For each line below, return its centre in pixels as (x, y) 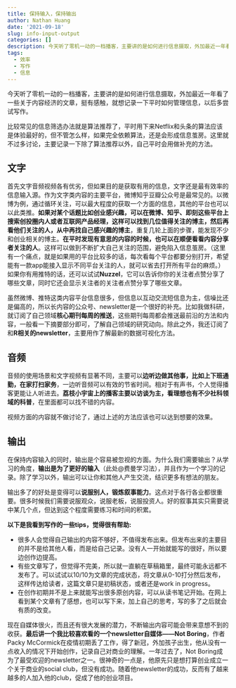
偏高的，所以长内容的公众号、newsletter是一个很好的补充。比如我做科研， (121, 307)
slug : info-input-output (44, 33)
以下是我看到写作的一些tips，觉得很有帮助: (70, 524)
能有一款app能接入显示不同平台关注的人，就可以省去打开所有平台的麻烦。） (116, 265)
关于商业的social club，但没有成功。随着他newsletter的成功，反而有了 (114, 668)
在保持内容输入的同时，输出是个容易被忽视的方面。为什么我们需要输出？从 (115, 459)
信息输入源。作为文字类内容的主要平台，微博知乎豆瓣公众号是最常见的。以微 (118, 195)
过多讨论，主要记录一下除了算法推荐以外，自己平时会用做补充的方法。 (114, 144)
